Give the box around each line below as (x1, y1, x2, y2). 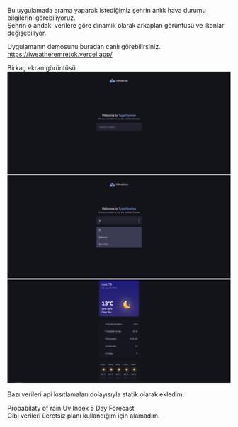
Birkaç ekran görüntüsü (7, 64, 76, 72)
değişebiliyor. (7, 28, 47, 37)
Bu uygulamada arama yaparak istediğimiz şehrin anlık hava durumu (7, 6, 207, 14)
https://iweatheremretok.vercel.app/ (7, 50, 113, 58)
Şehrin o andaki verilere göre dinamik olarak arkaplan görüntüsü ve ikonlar (7, 21, 225, 29)
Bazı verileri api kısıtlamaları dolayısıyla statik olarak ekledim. (7, 390, 185, 399)
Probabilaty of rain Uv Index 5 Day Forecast (7, 404, 135, 413)
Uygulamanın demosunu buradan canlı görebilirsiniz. (7, 43, 161, 50)
